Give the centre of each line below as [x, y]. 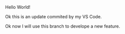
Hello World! [18, 7]
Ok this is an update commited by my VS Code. [54, 17]
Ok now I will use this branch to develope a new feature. [63, 26]
